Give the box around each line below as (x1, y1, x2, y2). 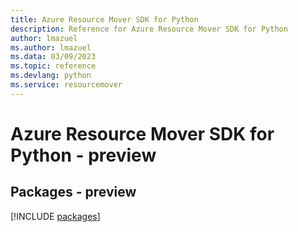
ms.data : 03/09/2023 (10, 52, 97, 62)
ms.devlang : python (10, 71, 92, 81)
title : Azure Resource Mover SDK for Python (10, 14, 199, 25)
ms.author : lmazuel (10, 42, 92, 53)
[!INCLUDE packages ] (10, 210, 101, 222)
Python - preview (10, 144, 157, 166)
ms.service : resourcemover (10, 80, 123, 90)
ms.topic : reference (10, 61, 97, 71)
